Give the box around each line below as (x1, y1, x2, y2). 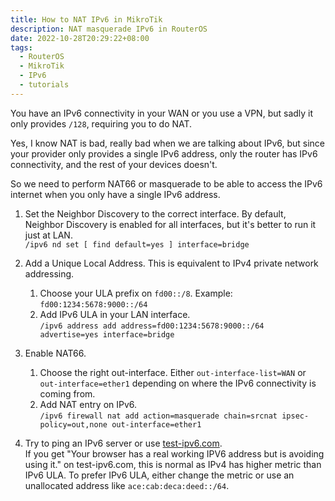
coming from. (39, 387, 96, 400)
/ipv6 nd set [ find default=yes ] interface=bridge (24, 239, 250, 250)
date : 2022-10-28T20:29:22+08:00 (10, 33, 150, 43)
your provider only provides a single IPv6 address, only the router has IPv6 (10, 147, 318, 160)
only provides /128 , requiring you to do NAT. (10, 117, 193, 130)
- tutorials (19, 80, 70, 90)
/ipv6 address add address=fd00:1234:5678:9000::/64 (39, 321, 265, 331)
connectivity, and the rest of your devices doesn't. (10, 158, 218, 170)
